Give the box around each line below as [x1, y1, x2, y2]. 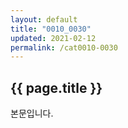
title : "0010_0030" [10, 24, 92, 34]
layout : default [10, 14, 78, 25]
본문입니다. [10, 107, 54, 120]
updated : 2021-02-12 [10, 33, 97, 43]
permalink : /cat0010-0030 [10, 42, 118, 53]
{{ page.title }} [10, 79, 103, 96]
